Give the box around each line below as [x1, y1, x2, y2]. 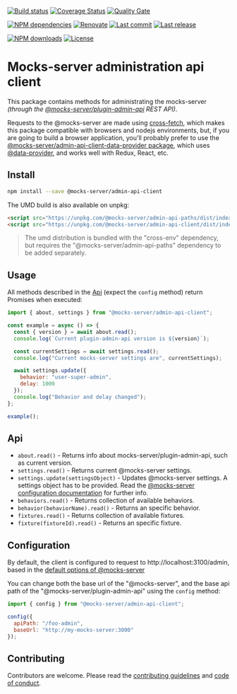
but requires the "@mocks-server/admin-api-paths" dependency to [24, 241, 221, 250]
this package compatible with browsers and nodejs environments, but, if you [7, 126, 230, 134]
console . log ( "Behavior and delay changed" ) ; [13, 393, 147, 400]
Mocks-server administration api [7, 59, 205, 75]
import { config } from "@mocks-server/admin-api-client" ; [7, 601, 185, 608]
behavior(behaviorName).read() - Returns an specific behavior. [17, 504, 201, 512]
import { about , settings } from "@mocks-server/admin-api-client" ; [7, 309, 213, 316]
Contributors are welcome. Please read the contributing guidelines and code [7, 671, 229, 680]
